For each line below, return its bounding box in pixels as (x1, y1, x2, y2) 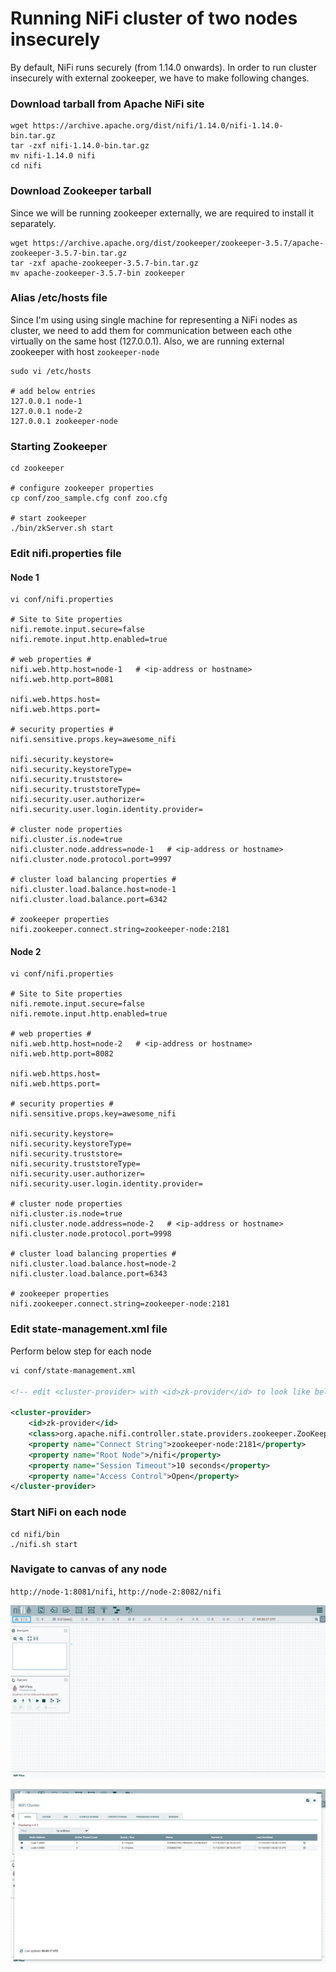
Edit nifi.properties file (10, 547, 122, 561)
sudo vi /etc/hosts (10, 366, 92, 376)
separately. (10, 217, 57, 229)
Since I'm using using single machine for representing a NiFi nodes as (10, 313, 298, 326)
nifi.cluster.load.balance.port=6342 (10, 895, 168, 905)
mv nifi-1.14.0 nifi (10, 151, 97, 161)
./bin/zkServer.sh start (10, 523, 114, 534)
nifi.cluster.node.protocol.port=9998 (10, 1229, 172, 1239)
